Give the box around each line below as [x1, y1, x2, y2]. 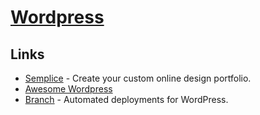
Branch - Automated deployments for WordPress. [24, 94, 229, 105]
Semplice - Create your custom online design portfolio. [24, 72, 252, 84]
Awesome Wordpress [24, 83, 113, 95]
